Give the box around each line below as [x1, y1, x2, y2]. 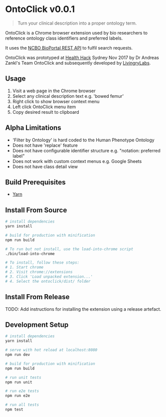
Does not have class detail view [12, 163, 78, 169]
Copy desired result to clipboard [12, 109, 79, 115]
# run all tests [5, 402, 39, 407]
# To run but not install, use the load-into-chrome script [5, 247, 134, 252]
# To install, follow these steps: [5, 260, 80, 265]
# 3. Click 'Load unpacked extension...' [5, 274, 93, 279]
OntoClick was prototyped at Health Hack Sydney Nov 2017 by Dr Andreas [5, 54, 159, 61]
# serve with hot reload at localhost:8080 [5, 347, 98, 353]
